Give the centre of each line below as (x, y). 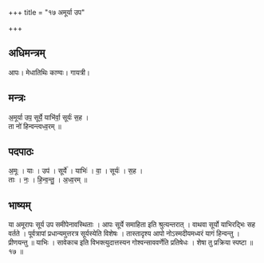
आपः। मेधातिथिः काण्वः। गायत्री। (49, 73)
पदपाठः (21, 152)
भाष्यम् (20, 205)
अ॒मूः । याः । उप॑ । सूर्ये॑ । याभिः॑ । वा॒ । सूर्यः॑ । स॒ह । (76, 171)
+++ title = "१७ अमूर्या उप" (47, 12)
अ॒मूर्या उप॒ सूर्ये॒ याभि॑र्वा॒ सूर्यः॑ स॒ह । (49, 117)
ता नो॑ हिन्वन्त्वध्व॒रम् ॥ (35, 126)
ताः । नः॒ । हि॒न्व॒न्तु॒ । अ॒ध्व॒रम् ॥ (48, 180)
